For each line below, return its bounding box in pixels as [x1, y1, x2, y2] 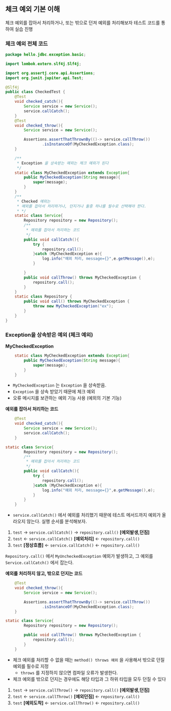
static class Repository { [14, 294, 72, 299]
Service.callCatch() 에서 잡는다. [5, 559, 74, 566]
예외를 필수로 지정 [12, 663, 49, 669]
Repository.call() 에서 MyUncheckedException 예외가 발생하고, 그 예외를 [5, 553, 153, 559]
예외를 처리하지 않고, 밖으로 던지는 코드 [5, 570, 83, 577]
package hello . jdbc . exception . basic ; [5, 52, 86, 58]
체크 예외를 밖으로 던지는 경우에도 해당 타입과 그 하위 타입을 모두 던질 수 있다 [12, 676, 166, 682]
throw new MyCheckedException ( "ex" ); [32, 304, 114, 309]
